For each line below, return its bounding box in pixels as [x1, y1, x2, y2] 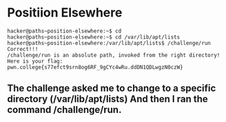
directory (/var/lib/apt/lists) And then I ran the [7, 93, 208, 105]
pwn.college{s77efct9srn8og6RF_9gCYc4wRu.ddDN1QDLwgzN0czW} [7, 63, 184, 70]
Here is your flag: [7, 57, 63, 65]
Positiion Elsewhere [7, 5, 123, 21]
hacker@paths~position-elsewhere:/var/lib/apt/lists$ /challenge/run [7, 39, 212, 46]
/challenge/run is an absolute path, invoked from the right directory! [7, 52, 220, 59]
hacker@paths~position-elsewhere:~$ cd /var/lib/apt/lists [7, 33, 181, 41]
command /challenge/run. [7, 104, 122, 116]
